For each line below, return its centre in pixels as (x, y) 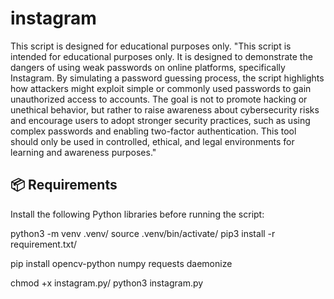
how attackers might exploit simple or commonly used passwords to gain (161, 88)
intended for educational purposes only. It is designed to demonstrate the (161, 56)
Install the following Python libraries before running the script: (137, 214)
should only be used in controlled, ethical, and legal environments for (152, 141)
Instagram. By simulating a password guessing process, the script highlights (167, 78)
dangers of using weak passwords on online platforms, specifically (148, 67)
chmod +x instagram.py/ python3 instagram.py (107, 283)
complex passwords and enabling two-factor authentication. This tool (153, 131)
